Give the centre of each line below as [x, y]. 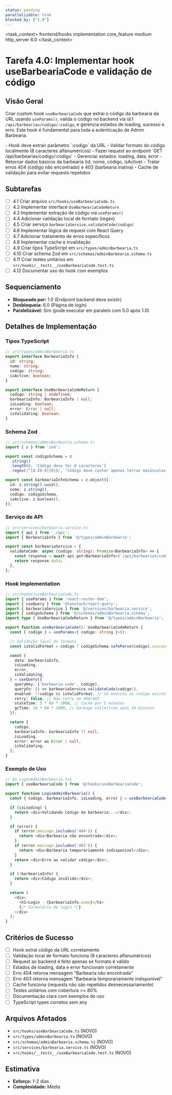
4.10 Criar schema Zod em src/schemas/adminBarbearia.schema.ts [82, 253]
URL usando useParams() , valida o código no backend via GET [70, 119]
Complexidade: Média [36, 1087]
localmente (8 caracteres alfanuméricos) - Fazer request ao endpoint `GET [84, 151]
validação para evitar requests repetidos [48, 173]
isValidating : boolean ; [35, 414]
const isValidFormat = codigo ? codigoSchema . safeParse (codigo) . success [89, 646]
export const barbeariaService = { [43, 546]
